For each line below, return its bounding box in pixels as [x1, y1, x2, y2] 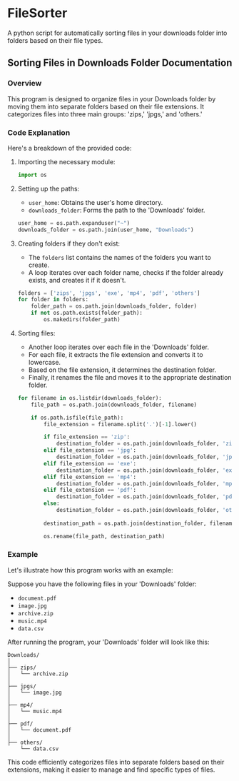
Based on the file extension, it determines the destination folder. [28, 366, 216, 374]
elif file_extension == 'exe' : [44, 460, 137, 467]
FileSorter [7, 5, 68, 21]
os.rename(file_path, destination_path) [44, 533, 166, 540]
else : [44, 500, 60, 508]
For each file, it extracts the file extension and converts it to [28, 350, 203, 358]
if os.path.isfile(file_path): [31, 414, 124, 421]
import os [17, 171, 48, 178]
